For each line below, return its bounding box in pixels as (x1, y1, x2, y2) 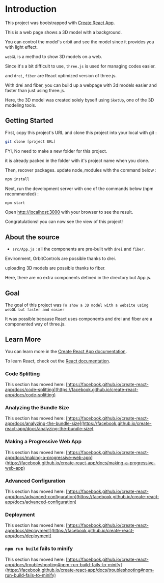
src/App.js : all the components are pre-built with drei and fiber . (12, 246, 145, 252)
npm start (5, 200, 26, 205)
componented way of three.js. (5, 321, 66, 327)
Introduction (5, 3, 57, 15)
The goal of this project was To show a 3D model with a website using (5, 302, 149, 308)
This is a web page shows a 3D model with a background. (5, 29, 122, 35)
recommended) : (5, 191, 39, 196)
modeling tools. (5, 102, 37, 108)
